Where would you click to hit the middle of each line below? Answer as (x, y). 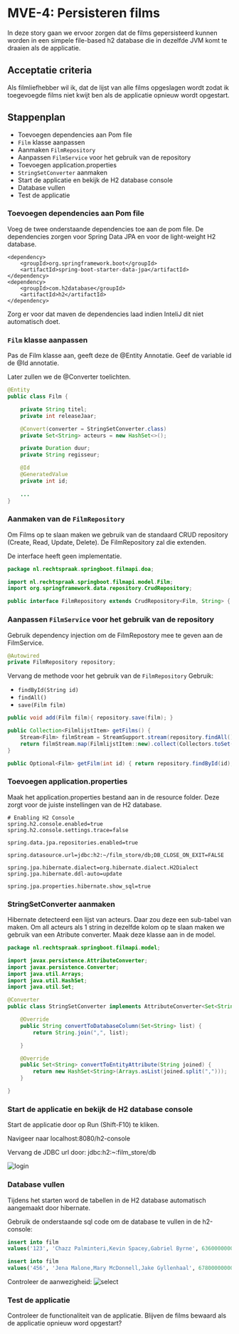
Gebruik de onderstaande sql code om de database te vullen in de (104, 1222)
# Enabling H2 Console (41, 818)
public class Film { (38, 396)
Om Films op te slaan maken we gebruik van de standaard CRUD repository (118, 535)
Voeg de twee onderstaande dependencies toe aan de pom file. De (106, 229)
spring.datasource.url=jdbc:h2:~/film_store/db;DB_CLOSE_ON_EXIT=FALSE (116, 855)
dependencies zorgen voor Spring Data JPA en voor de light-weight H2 (112, 236)
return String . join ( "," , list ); (81, 1033)
